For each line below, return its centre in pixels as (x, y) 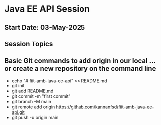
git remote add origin (33, 107)
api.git (18, 112)
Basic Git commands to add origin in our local (76, 61)
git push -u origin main (35, 117)
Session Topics (29, 44)
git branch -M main (32, 101)
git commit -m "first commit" (41, 96)
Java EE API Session (47, 9)
